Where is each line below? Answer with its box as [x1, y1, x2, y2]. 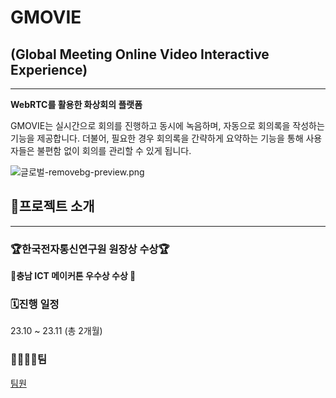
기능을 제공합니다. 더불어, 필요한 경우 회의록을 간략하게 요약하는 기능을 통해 [10, 132, 304, 144]
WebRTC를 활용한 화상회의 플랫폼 [10, 99, 143, 110]
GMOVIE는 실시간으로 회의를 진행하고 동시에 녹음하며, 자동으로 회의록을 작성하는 [10, 120, 325, 131]
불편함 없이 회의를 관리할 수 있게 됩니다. [36, 145, 192, 156]
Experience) [10, 61, 88, 78]
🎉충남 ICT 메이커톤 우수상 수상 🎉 [10, 270, 137, 282]
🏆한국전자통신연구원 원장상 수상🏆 [10, 242, 170, 256]
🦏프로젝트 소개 [10, 198, 95, 215]
